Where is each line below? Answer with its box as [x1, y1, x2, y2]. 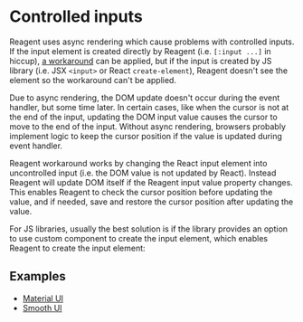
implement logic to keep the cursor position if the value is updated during [9, 130, 283, 141]
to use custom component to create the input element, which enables [9, 232, 269, 243]
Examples [9, 269, 66, 284]
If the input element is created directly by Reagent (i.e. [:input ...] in [9, 45, 271, 56]
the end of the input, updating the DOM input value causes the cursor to [9, 111, 278, 122]
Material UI [22, 292, 64, 304]
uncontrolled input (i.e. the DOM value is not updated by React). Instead [9, 167, 277, 178]
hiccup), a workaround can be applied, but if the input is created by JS [9, 55, 272, 66]
